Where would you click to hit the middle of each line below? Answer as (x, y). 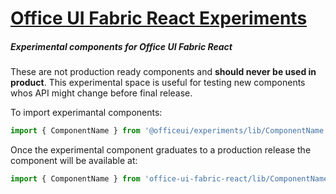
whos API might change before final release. (101, 93)
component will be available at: (74, 161)
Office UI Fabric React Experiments (159, 18)
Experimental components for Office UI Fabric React (121, 46)
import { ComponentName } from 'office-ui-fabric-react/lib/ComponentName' (171, 179)
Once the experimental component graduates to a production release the (161, 150)
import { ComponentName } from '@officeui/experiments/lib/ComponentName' (169, 131)
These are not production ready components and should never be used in (163, 72)
